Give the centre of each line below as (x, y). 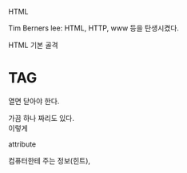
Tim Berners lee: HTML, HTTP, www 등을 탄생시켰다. (94, 28)
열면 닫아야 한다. (34, 101)
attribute (22, 144)
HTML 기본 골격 (33, 45)
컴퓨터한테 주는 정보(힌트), (49, 160)
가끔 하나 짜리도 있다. (41, 118)
